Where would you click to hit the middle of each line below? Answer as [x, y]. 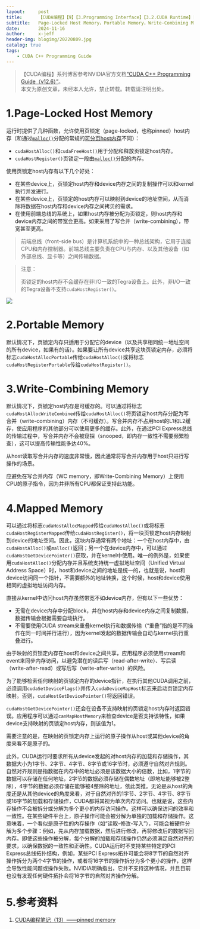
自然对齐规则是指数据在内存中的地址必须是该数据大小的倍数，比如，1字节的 [99, 771]
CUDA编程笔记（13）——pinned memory [65, 920]
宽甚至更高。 [30, 228]
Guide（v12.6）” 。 [42, 81]
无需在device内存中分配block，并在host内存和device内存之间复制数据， [103, 611]
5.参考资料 [32, 902]
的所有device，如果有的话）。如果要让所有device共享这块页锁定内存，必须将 [99, 349]
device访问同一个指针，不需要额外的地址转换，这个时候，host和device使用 [98, 578]
